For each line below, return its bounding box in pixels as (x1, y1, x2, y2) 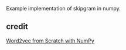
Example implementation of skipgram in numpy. (6, 5, 121, 12)
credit (6, 22, 28, 31)
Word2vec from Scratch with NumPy (6, 37, 95, 44)
